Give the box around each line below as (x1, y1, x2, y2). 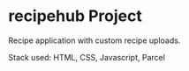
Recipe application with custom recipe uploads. (8, 35, 181, 46)
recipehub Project (8, 6, 142, 26)
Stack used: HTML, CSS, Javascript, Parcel (8, 52, 165, 62)
